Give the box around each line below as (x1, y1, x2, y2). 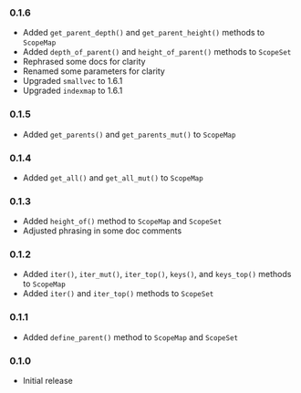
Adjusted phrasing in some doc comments (22, 225, 182, 236)
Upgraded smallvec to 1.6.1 (22, 76, 123, 87)
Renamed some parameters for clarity (22, 66, 166, 77)
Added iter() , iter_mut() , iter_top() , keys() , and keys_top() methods (22, 269, 292, 280)
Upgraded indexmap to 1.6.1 (22, 85, 123, 97)
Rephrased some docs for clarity (22, 57, 146, 67)
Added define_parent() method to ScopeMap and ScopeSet (22, 331, 239, 343)
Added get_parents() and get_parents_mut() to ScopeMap (22, 129, 236, 140)
